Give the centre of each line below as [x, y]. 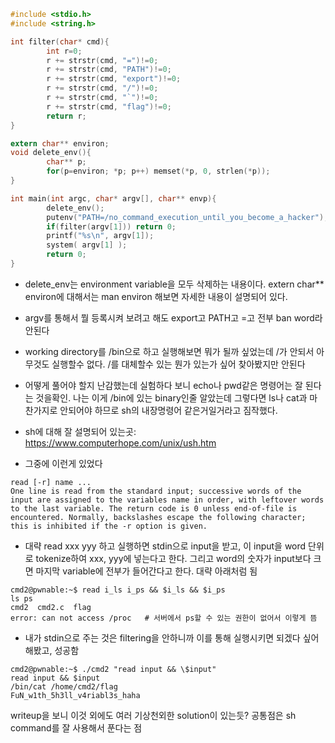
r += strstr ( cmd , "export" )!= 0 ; [114, 79]
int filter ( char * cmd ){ [60, 41]
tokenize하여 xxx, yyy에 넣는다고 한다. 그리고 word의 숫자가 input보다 [173, 558]
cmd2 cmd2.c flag [51, 607]
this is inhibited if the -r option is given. [109, 526]
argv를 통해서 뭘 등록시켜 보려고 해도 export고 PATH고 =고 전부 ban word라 [173, 317]
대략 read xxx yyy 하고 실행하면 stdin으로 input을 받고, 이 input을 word [165, 546]
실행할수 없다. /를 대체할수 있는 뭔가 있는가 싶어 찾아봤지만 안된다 [178, 364]
